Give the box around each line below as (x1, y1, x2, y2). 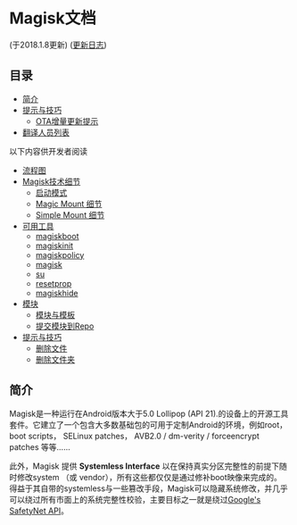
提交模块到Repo (35, 321, 95, 331)
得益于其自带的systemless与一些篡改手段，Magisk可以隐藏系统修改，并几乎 (9, 483, 288, 494)
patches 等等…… (9, 441, 70, 452)
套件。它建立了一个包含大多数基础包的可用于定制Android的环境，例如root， (9, 419, 288, 429)
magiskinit (35, 240, 74, 251)
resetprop (35, 278, 72, 288)
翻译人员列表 (21, 127, 70, 137)
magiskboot (35, 230, 79, 241)
